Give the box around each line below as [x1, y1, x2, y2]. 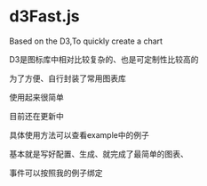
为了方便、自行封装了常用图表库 [9, 73, 126, 84]
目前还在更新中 [9, 110, 64, 121]
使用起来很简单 [9, 92, 64, 102]
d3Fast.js [9, 6, 80, 27]
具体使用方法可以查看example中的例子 [9, 129, 149, 140]
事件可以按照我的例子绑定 [9, 167, 103, 178]
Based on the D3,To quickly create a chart [9, 36, 163, 46]
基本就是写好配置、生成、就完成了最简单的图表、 [9, 149, 188, 159]
